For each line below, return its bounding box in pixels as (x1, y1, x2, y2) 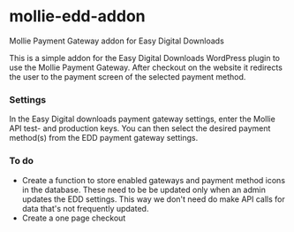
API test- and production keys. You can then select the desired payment (9, 123, 271, 134)
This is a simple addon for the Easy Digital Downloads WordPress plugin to (9, 52, 281, 63)
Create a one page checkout (21, 213, 126, 223)
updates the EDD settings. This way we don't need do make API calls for (21, 193, 285, 205)
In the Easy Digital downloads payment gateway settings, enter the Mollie (9, 113, 275, 125)
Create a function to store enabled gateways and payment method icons (21, 174, 285, 185)
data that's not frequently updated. (21, 203, 149, 213)
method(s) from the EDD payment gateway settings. (9, 133, 199, 143)
